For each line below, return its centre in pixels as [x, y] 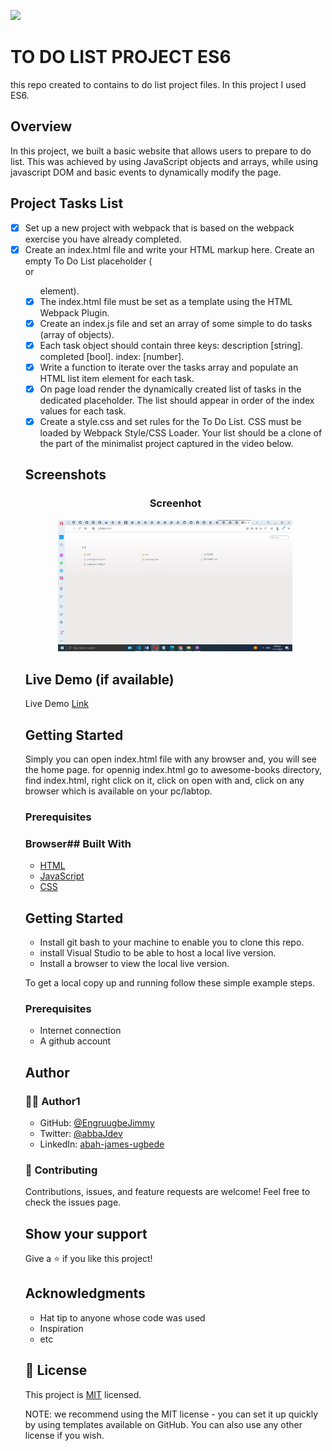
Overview [41, 126]
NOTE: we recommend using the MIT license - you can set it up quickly [171, 1414]
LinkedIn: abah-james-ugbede [102, 1144]
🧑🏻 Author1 [52, 1101]
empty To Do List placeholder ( [88, 261]
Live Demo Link [56, 704]
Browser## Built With [78, 843]
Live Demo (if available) [99, 679]
